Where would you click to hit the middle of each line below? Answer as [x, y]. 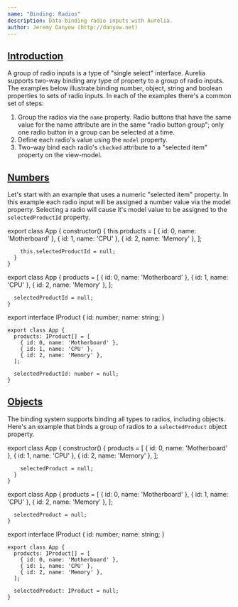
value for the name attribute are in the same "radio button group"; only [121, 125]
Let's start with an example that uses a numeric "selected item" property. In [118, 194]
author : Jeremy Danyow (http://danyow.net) [73, 27]
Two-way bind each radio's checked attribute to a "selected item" [113, 147]
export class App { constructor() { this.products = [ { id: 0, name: [102, 231]
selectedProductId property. [49, 217]
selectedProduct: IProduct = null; [66, 591]
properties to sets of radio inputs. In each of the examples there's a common [119, 96]
